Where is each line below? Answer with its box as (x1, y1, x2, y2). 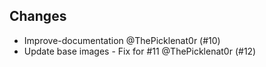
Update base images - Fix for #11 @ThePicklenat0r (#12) (23, 45, 257, 57)
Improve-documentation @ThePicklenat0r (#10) (23, 34, 221, 46)
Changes (9, 8, 67, 25)
